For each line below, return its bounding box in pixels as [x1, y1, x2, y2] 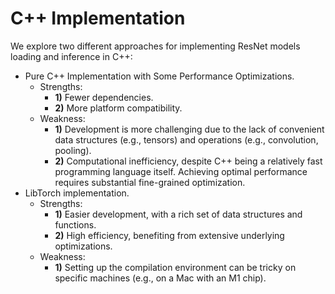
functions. [54, 218, 97, 231]
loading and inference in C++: [10, 50, 133, 62]
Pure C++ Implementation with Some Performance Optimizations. [24, 70, 295, 82]
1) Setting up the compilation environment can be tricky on [54, 261, 297, 273]
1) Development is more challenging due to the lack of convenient [54, 123, 325, 135]
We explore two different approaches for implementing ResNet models [10, 40, 301, 52]
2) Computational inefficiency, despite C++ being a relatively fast [54, 155, 323, 167]
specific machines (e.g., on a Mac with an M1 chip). [54, 272, 267, 284]
